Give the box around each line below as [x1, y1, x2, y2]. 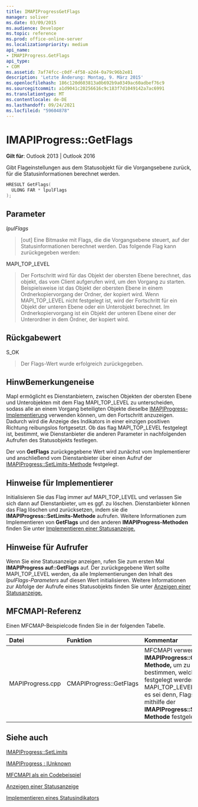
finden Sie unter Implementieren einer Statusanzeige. [6, 525, 136, 532]
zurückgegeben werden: [20, 249, 81, 256]
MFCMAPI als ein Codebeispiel [6, 771, 81, 778]
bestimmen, [144, 668, 177, 676]
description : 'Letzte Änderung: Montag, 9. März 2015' [6, 74, 144, 80]
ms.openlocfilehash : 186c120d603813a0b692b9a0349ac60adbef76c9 [6, 80, 165, 86]
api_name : [6, 47, 31, 53]
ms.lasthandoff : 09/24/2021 [6, 102, 75, 108]
